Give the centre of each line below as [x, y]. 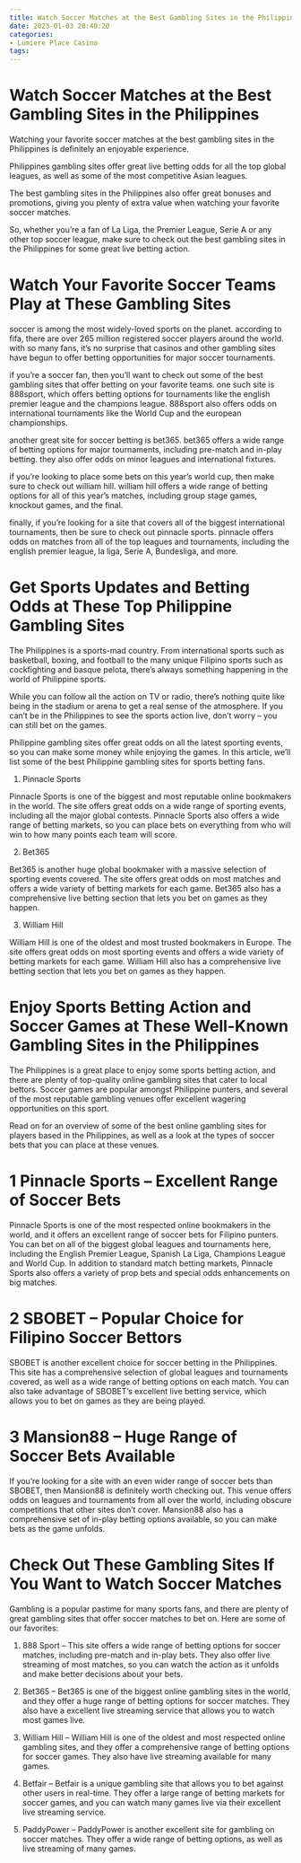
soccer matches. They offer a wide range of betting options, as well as [152, 1839]
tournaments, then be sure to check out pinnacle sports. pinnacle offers [142, 532]
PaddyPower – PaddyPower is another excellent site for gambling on [148, 1829]
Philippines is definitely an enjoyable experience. [99, 149]
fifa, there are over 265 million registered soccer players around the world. [146, 338]
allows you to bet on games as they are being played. [107, 1401]
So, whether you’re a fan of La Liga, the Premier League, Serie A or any [141, 230]
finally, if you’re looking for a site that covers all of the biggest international [147, 523]
